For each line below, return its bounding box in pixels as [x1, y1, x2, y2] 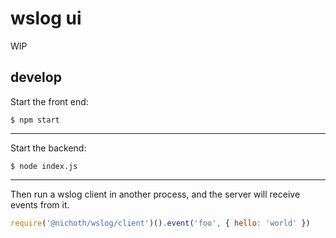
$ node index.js [10, 161, 78, 171]
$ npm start [10, 115, 60, 125]
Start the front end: [10, 95, 89, 107]
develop [10, 69, 62, 86]
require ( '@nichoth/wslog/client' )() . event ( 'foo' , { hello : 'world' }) [10, 218, 311, 228]
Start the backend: [10, 142, 87, 154]
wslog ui [10, 7, 82, 30]
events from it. [10, 198, 70, 211]
